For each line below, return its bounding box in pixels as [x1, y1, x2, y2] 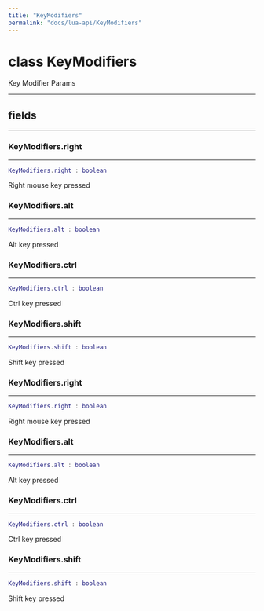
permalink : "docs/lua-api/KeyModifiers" [8, 19, 143, 27]
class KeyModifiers [8, 53, 137, 71]
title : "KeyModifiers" [8, 11, 82, 20]
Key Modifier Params [8, 79, 76, 88]
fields [8, 108, 37, 122]
